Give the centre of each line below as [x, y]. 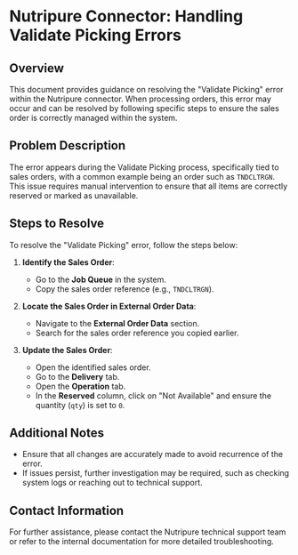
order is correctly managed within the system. [93, 118]
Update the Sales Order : [67, 350]
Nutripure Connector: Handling [126, 16]
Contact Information [67, 510]
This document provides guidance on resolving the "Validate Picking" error [146, 89]
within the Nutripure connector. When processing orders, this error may [140, 99]
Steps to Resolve [57, 224]
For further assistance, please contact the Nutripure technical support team [148, 532]
